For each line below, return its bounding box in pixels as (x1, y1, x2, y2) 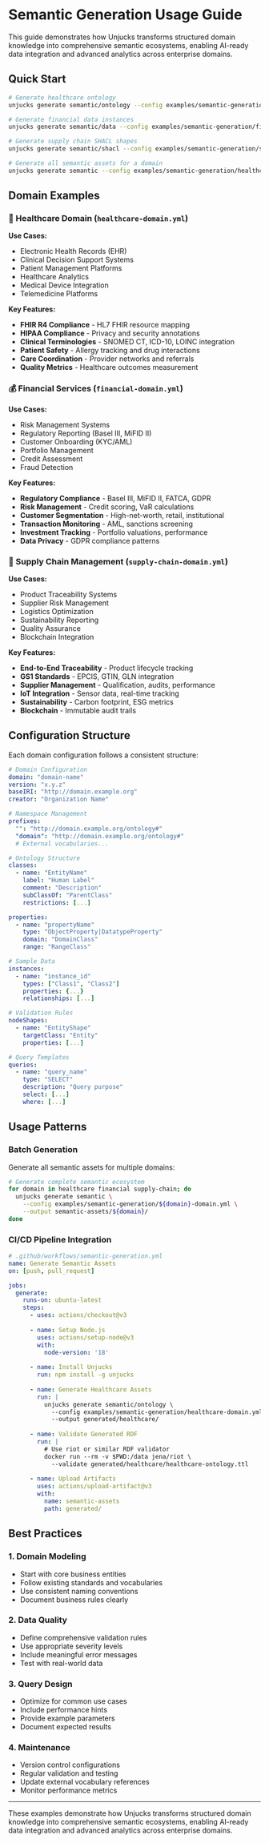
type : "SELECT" (22, 1075, 74, 1084)
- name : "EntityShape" (15, 1024, 91, 1032)
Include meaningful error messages (19, 1649, 138, 1659)
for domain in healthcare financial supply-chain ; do (8, 1185, 192, 1194)
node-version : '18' (43, 1348, 110, 1356)
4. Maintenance (8, 1742, 70, 1753)
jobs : (8, 1281, 26, 1290)
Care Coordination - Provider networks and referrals (19, 354, 195, 363)
